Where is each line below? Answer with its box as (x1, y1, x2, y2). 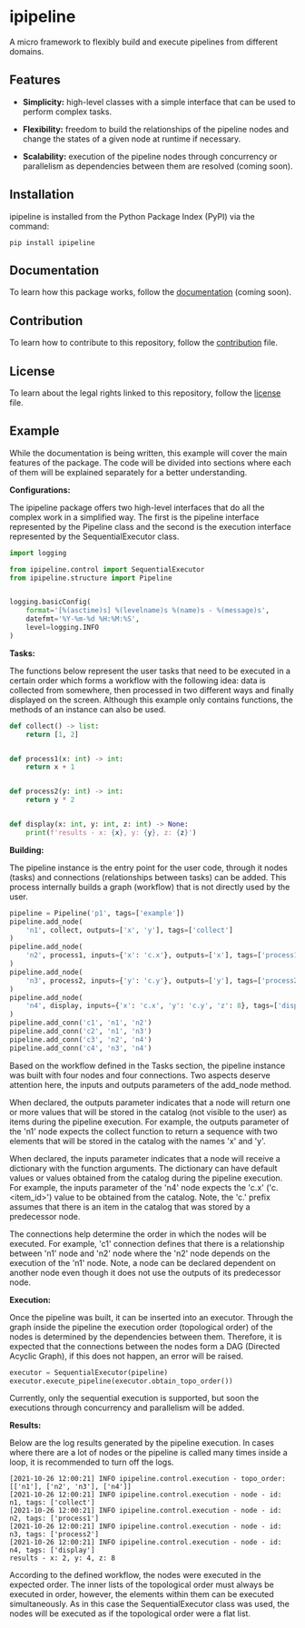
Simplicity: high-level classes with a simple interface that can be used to (22, 96, 296, 107)
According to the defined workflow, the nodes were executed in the (9, 1570, 261, 1581)
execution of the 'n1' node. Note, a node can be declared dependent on (9, 1257, 276, 1268)
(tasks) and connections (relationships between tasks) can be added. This (9, 871, 287, 882)
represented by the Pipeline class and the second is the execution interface (9, 521, 292, 532)
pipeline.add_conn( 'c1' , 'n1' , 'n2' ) (9, 1018, 152, 1027)
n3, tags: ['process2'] (9, 1530, 100, 1539)
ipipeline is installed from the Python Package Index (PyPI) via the (9, 211, 256, 221)
